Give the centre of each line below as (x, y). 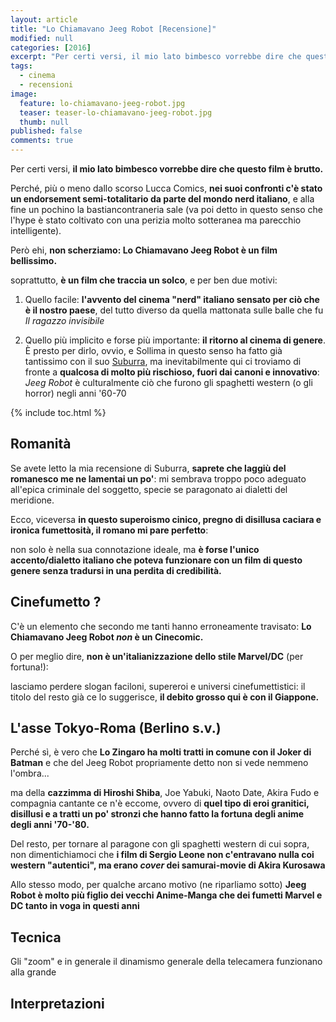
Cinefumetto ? (56, 602)
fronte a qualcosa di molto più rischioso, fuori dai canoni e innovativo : (172, 372)
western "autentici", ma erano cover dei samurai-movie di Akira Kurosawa (168, 865)
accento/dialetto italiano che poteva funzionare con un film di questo (156, 560)
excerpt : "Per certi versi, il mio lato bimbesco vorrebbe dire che (156, 57)
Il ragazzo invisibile (64, 320)
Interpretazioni (57, 1003)
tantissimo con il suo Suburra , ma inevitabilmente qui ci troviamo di (163, 361)
